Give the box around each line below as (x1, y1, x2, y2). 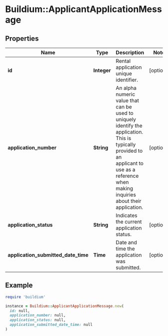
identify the (115, 122, 142, 129)
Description (115, 49, 144, 56)
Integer (93, 67, 111, 74)
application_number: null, (9, 313, 66, 318)
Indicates (115, 212, 137, 219)
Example (5, 281, 33, 290)
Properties (5, 34, 39, 43)
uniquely (115, 116, 136, 123)
